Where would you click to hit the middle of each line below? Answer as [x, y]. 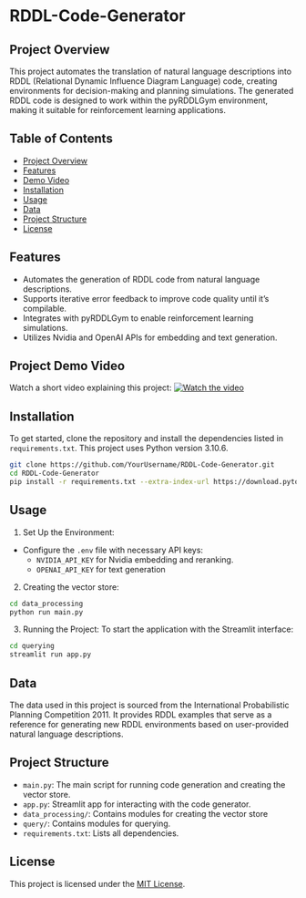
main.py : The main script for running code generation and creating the [154, 784]
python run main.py [46, 612]
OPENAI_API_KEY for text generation [101, 569]
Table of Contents [61, 139]
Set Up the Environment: [69, 532]
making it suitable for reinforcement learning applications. [117, 110]
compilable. [44, 308]
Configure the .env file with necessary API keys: [112, 550]
